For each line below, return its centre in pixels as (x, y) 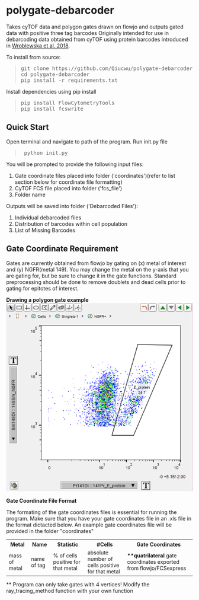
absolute (98, 553)
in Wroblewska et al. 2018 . (38, 46)
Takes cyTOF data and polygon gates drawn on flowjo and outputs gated (95, 27)
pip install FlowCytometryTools (68, 103)
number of (100, 558)
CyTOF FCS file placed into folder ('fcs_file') (68, 188)
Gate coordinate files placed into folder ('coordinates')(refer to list (95, 175)
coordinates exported (153, 562)
